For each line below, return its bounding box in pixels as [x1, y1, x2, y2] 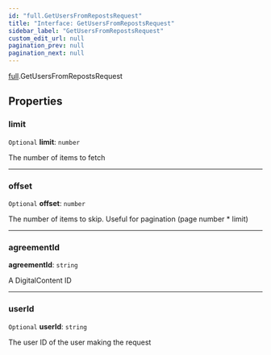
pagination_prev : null [8, 42, 85, 50]
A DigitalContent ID [8, 275, 73, 286]
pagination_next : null [8, 49, 85, 57]
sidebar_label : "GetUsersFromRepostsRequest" [8, 27, 164, 35]
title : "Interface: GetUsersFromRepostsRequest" [8, 19, 175, 27]
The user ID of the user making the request [8, 337, 152, 347]
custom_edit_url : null [8, 34, 85, 43]
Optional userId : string [8, 321, 87, 331]
